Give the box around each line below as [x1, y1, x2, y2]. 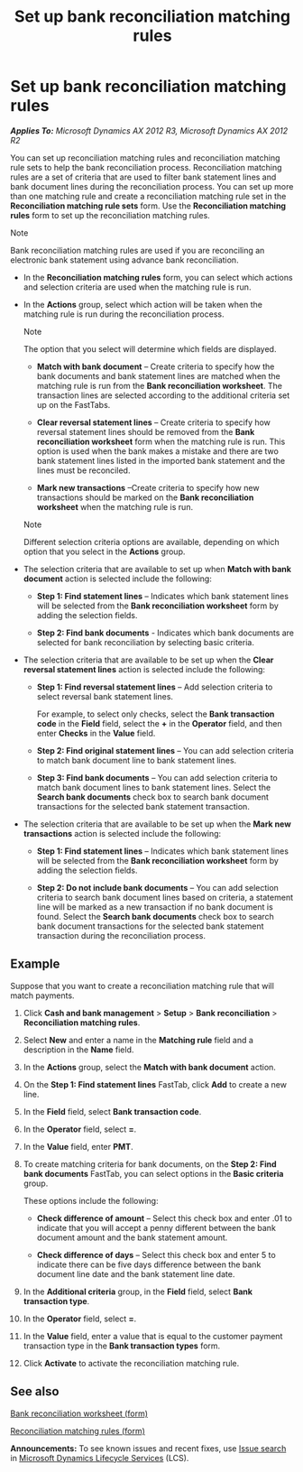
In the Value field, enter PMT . [23, 1141, 133, 1152]
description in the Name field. [23, 1044, 134, 1055]
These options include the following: [23, 1195, 159, 1206]
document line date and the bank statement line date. [36, 1268, 235, 1279]
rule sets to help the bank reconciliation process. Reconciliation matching [10, 162, 282, 172]
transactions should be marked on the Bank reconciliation [36, 492, 254, 503]
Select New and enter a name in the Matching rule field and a [23, 1034, 253, 1045]
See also [10, 1384, 60, 1400]
